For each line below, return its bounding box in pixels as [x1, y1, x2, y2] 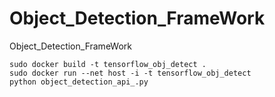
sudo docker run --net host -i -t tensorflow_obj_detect [9, 68, 252, 78]
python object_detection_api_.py [9, 77, 149, 87]
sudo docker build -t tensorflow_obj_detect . [9, 59, 207, 69]
